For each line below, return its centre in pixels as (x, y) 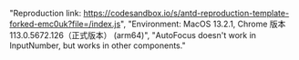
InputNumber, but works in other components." (98, 45)
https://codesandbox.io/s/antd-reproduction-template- (186, 13)
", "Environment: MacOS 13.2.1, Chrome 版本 (203, 24)
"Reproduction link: (46, 13)
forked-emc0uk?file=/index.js (65, 24)
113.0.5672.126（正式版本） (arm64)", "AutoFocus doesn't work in (133, 35)
